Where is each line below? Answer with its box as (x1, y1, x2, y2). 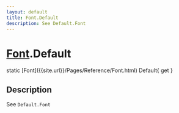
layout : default (6, 9, 48, 15)
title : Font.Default (6, 15, 59, 21)
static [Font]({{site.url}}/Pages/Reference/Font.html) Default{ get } (6, 67, 173, 74)
